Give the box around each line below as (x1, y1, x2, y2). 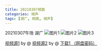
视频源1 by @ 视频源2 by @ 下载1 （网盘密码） (5, 40, 97, 46)
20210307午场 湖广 (5, 30, 44, 36)
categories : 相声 (5, 12, 39, 17)
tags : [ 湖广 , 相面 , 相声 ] (5, 16, 53, 21)
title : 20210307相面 (5, 7, 45, 12)
